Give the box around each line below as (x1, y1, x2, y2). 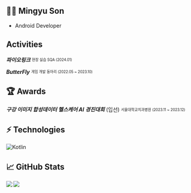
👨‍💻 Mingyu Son (6, 6, 65, 16)
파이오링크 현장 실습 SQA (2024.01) (6, 56, 72, 63)
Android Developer (14, 22, 62, 29)
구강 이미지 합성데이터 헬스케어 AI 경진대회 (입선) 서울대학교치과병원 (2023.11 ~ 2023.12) (6, 106, 186, 113)
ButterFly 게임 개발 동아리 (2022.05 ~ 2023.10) (6, 68, 93, 75)
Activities (6, 40, 43, 50)
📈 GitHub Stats (6, 162, 65, 172)
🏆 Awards (6, 87, 46, 97)
